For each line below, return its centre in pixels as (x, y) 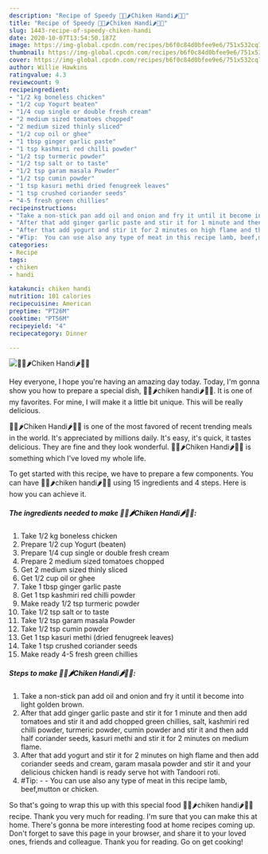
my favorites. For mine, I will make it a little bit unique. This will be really (126, 402)
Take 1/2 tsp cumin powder (65, 629)
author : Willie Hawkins (49, 68)
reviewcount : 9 (34, 82)
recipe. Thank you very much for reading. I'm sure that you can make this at (133, 817)
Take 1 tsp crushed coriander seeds (79, 646)
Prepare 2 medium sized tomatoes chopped (92, 561)
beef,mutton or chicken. (60, 790)
